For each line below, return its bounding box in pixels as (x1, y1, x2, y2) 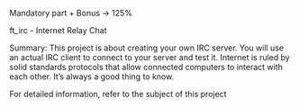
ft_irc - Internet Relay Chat (9, 25, 107, 35)
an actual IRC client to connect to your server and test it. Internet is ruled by (9, 52, 290, 62)
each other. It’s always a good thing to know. (9, 71, 175, 82)
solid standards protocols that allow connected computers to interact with (9, 62, 284, 72)
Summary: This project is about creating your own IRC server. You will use (9, 42, 285, 53)
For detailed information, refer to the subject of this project (9, 89, 227, 99)
